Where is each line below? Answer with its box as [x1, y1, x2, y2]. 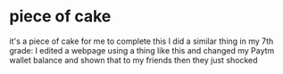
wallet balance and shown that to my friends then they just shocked [9, 54, 258, 65]
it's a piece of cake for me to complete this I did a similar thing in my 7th [9, 36, 274, 46]
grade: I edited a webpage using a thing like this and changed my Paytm [9, 45, 275, 55]
